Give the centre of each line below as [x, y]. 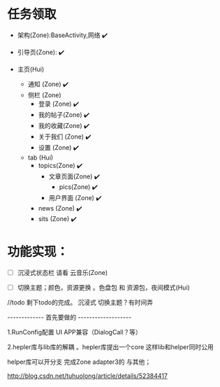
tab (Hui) [41, 157]
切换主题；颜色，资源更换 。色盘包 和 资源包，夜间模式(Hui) [103, 287]
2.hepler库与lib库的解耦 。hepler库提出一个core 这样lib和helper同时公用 [111, 347]
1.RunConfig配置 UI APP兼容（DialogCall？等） [74, 332]
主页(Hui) [31, 69]
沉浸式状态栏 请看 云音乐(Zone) [63, 272]
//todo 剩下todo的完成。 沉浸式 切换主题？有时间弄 [80, 302]
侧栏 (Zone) [44, 94]
